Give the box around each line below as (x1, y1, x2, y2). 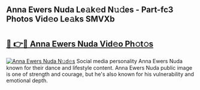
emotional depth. (6, 77, 48, 84)
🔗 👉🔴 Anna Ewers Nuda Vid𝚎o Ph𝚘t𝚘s (6, 39, 154, 49)
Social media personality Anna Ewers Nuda (76, 58, 183, 64)
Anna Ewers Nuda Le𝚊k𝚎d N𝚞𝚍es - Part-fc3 (6, 5, 174, 15)
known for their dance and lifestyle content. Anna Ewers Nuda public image (6, 64, 193, 71)
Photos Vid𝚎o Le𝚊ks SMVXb (6, 14, 115, 24)
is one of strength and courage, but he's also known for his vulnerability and (6, 71, 195, 77)
